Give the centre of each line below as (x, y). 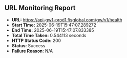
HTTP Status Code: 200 (36, 40)
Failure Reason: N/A (32, 51)
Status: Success (28, 45)
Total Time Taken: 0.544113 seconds (49, 35)
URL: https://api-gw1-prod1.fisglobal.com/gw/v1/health (67, 19)
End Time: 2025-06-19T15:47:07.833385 (53, 30)
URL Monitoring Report (40, 8)
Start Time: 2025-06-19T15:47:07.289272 (54, 25)
